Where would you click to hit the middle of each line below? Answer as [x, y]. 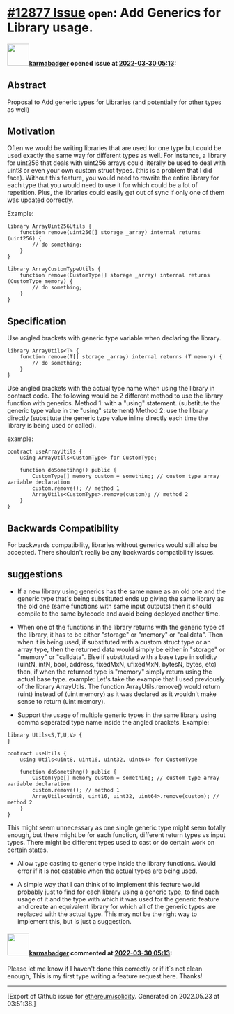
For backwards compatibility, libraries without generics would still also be [112, 545]
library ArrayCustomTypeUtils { [54, 269]
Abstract [27, 85]
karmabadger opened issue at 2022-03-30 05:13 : [103, 63]
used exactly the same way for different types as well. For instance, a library [117, 156]
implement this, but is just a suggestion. [74, 921]
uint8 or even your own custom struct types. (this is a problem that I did [110, 171]
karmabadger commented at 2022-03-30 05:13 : [101, 953]
